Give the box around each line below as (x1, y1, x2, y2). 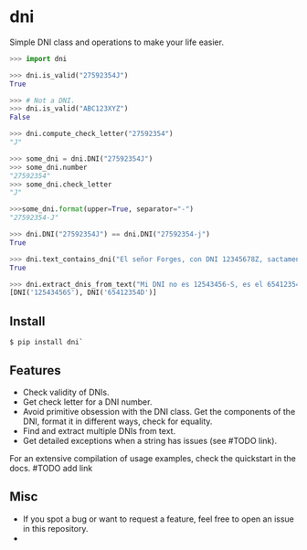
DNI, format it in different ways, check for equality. (22, 416, 213, 427)
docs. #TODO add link (9, 462, 93, 473)
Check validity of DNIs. (22, 386, 110, 397)
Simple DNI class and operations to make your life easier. (9, 37, 224, 48)
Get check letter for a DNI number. (22, 396, 153, 407)
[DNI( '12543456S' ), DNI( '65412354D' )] (9, 288, 157, 298)
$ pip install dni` (9, 338, 84, 347)
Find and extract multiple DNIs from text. (22, 425, 176, 436)
